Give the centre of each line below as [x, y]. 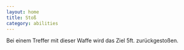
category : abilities [32, 23]
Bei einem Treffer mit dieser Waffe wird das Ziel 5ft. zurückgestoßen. [92, 41]
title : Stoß [21, 18]
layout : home [23, 12]
